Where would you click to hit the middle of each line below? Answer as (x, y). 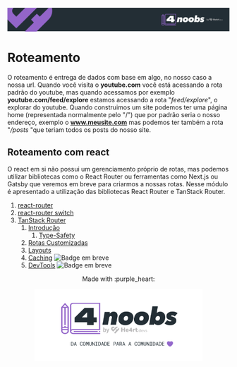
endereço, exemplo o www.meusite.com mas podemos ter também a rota (115, 122)
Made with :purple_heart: (119, 279)
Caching (40, 258)
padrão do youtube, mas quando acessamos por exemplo (91, 92)
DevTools (42, 265)
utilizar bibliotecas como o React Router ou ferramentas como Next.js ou (113, 176)
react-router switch (45, 212)
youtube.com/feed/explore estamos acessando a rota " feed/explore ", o (113, 100)
